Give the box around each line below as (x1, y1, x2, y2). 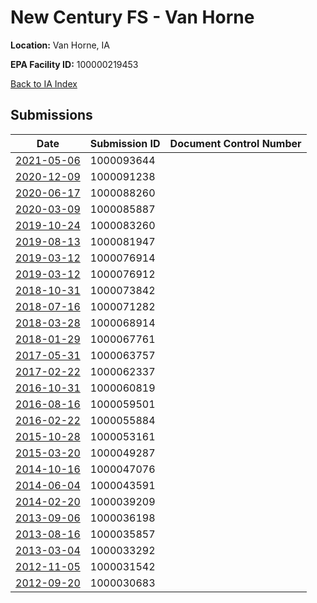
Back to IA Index (10, 77, 78, 90)
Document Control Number (169, 136, 302, 150)
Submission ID (89, 136, 161, 150)
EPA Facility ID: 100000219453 (10, 58, 139, 70)
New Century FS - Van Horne (10, 6, 255, 29)
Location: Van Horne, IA (10, 39, 110, 51)
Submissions (10, 107, 93, 124)
